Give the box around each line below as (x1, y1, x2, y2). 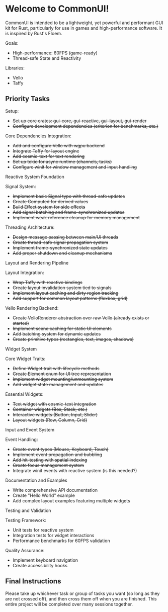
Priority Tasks (5, 95, 50, 103)
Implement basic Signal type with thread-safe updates (12, 193, 125, 199)
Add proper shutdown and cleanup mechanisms (12, 250, 112, 256)
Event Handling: (5, 436, 38, 443)
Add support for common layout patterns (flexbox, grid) (12, 295, 128, 301)
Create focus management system (12, 462, 85, 468)
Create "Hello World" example (12, 492, 75, 498)
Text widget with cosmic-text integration (12, 401, 97, 407)
